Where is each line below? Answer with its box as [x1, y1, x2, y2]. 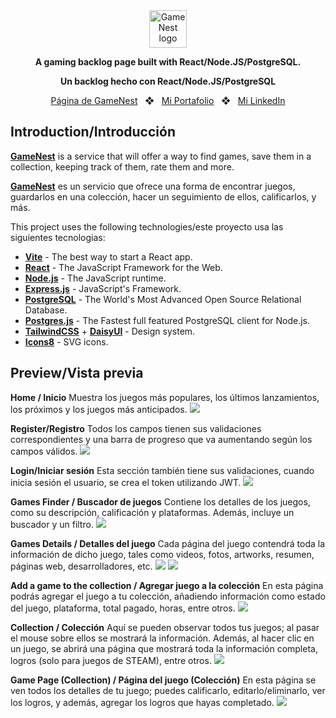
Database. [24, 304, 68, 316]
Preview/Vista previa [10, 365, 144, 382]
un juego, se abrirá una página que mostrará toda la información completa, [10, 642, 318, 654]
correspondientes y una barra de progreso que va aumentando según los [10, 433, 313, 445]
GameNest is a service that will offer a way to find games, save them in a [10, 150, 312, 162]
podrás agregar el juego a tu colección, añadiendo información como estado [10, 590, 326, 602]
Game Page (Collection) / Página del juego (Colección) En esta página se [10, 674, 317, 686]
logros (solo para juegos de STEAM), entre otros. [10, 654, 212, 666]
